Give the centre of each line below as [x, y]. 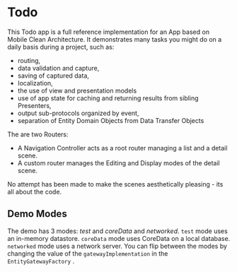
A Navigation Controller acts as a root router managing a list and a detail [122, 148]
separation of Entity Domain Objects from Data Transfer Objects [111, 120]
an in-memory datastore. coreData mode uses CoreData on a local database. [119, 238]
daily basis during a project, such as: [61, 47]
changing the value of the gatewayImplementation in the [88, 253]
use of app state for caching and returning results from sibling [108, 98]
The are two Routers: [38, 134]
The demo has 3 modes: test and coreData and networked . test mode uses [117, 231]
